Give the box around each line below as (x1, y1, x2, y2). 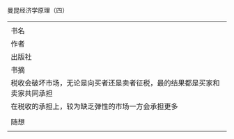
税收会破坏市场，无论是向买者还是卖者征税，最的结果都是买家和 (10, 79, 221, 88)
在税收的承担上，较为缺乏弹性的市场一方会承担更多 (10, 101, 179, 111)
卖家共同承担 (10, 89, 54, 98)
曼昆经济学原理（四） (7, 6, 68, 14)
